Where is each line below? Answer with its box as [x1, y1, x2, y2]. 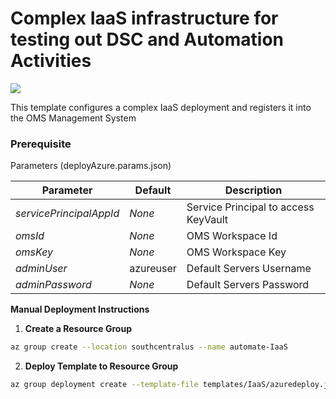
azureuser [129, 262, 177, 276]
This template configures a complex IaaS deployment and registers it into [10, 101, 312, 113]
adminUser [15, 262, 68, 276]
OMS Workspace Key [186, 245, 287, 259]
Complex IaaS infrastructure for [10, 7, 279, 30]
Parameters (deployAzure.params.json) [10, 160, 172, 172]
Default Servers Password [186, 278, 310, 292]
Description [224, 183, 283, 197]
